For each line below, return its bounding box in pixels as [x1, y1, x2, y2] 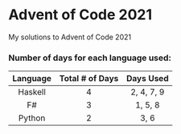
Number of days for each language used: [8, 52, 171, 63]
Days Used [125, 73, 169, 84]
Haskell [18, 87, 47, 98]
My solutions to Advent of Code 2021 [8, 32, 131, 42]
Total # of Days [59, 73, 119, 84]
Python [19, 112, 46, 124]
